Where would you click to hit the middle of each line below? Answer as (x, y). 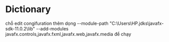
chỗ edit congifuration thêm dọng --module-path (57, 23)
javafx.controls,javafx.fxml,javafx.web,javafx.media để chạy (68, 34)
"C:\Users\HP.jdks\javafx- (136, 23)
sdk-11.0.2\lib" (20, 28)
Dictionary (28, 9)
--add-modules (52, 28)
